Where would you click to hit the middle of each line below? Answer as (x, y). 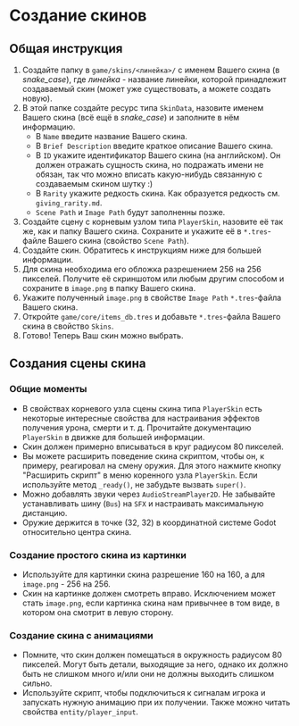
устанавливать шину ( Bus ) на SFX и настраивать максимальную (143, 503)
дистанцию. (45, 513)
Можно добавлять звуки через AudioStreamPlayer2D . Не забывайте (149, 494)
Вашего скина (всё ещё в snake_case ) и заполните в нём (131, 117)
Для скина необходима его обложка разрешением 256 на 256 (141, 269)
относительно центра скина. (77, 531)
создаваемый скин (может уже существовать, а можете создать (146, 89)
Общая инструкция (66, 49)
